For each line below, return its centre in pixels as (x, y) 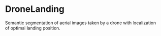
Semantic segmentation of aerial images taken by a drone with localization (80, 23)
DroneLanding (35, 9)
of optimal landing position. (33, 28)
